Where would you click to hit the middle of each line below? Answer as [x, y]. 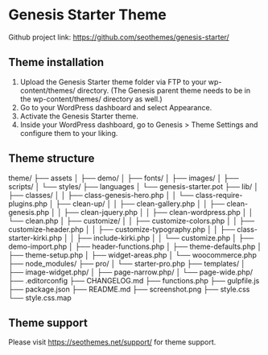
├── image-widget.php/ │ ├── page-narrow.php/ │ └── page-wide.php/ [131, 272]
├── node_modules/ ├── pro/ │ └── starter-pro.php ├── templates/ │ [127, 263]
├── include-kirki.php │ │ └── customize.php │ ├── [165, 237]
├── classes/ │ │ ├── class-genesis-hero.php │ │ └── [101, 195]
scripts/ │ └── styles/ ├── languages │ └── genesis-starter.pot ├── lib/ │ [134, 186]
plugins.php [28, 204]
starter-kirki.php [35, 237]
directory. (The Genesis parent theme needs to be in [164, 90]
